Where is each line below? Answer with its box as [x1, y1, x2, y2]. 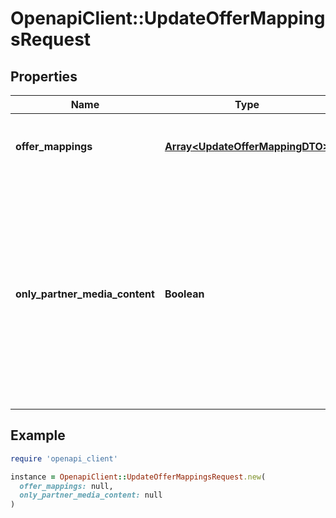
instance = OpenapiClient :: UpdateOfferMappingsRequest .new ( [10, 472, 267, 482]
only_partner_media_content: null [19, 490, 163, 501]
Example [10, 427, 66, 444]
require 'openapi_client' [10, 453, 118, 464]
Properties [10, 68, 78, 85]
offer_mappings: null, [19, 481, 114, 491]
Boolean [164, 287, 205, 301]
